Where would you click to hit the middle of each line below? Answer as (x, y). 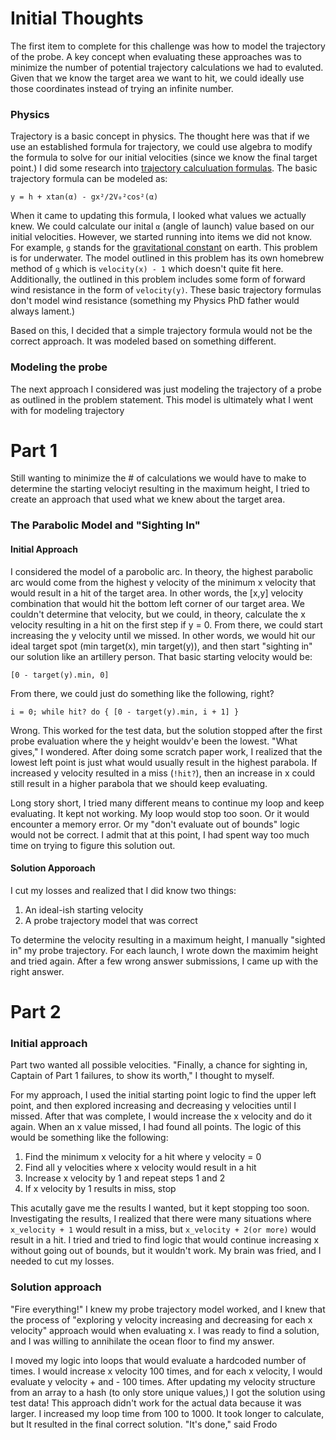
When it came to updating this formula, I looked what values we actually (158, 216)
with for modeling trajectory (67, 410)
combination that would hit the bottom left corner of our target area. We (157, 603)
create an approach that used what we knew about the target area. (148, 499)
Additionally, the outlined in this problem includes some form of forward (158, 279)
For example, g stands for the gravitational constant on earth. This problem (164, 248)
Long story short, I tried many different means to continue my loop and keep (167, 803)
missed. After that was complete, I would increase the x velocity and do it (161, 1116)
